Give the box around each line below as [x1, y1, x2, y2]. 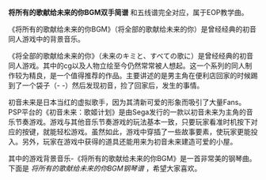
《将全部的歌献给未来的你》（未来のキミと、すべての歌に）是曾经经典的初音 [8, 51, 253, 60]
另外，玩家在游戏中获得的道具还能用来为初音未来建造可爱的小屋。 [21, 137, 237, 146]
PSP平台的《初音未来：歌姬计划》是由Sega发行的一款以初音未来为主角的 [8, 107, 247, 117]
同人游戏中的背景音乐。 [8, 35, 85, 43]
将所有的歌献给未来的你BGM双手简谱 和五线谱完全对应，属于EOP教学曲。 [8, 8, 249, 17]
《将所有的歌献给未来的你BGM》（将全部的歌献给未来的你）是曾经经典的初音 [8, 24, 257, 34]
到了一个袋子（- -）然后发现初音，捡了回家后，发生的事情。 [8, 81, 204, 90]
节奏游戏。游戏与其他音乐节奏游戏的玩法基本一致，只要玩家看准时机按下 [14, 118, 251, 126]
